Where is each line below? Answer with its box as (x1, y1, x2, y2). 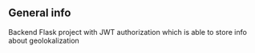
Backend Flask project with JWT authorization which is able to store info (8, 27, 247, 36)
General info (8, 6, 71, 20)
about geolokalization (8, 36, 80, 45)
